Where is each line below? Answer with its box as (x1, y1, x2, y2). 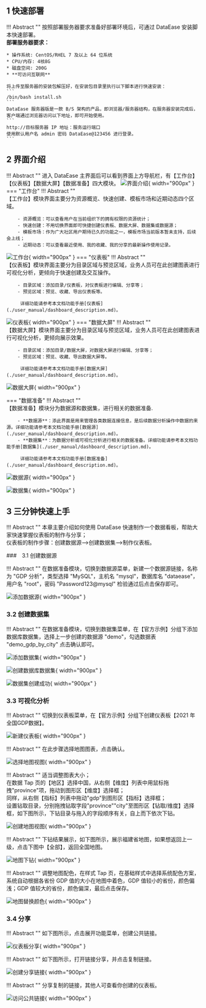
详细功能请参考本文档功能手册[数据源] (15, 424, 99, 430)
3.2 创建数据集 (6, 610, 50, 619)
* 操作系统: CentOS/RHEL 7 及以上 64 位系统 (6, 51, 113, 58)
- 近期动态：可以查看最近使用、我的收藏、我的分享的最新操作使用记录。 (17, 241, 174, 248)
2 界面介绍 (6, 154, 46, 165)
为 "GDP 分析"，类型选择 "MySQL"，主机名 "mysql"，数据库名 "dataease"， (6, 572, 198, 580)
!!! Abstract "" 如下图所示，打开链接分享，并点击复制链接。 (6, 955, 155, 963)
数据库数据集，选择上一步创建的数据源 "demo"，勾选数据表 (6, 633, 156, 640)
